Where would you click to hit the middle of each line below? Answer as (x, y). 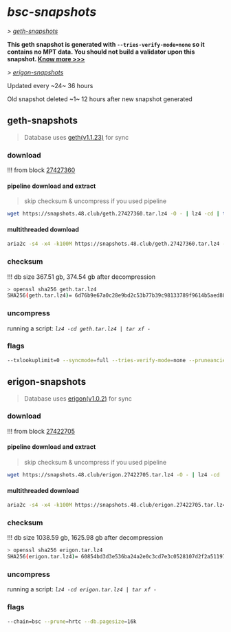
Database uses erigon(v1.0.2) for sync (78, 398)
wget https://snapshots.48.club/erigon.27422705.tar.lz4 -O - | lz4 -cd (113, 475)
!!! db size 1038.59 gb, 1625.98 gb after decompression (85, 538)
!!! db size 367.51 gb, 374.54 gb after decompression (81, 277)
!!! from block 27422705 (41, 431)
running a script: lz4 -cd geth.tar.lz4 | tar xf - (79, 328)
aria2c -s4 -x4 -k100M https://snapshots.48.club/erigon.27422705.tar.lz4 (117, 505)
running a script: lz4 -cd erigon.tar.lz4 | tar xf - (82, 589)
